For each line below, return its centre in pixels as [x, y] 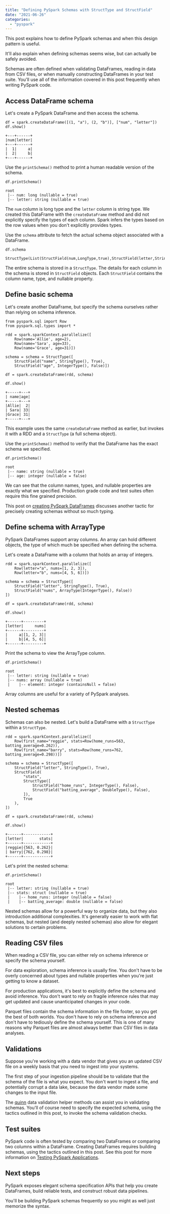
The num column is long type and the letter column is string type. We [78, 209]
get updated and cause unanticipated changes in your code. [68, 1002]
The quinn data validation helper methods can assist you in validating [77, 1103]
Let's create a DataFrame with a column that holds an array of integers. [79, 555]
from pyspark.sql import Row [36, 321]
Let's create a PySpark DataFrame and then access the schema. [72, 113]
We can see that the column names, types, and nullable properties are [78, 485]
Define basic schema [39, 295]
